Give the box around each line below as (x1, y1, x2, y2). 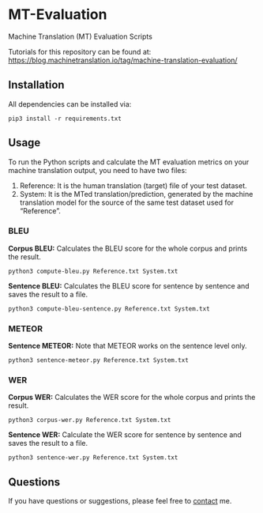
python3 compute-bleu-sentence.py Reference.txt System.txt (8, 304, 211, 313)
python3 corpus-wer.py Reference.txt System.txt (8, 417, 171, 424)
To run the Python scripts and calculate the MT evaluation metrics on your (8, 157, 250, 167)
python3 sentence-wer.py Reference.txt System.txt (8, 454, 178, 462)
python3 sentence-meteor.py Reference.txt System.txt (8, 356, 190, 364)
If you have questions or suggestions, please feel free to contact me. (8, 496, 232, 506)
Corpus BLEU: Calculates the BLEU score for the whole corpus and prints (8, 243, 247, 253)
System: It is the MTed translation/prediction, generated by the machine (19, 189, 254, 198)
